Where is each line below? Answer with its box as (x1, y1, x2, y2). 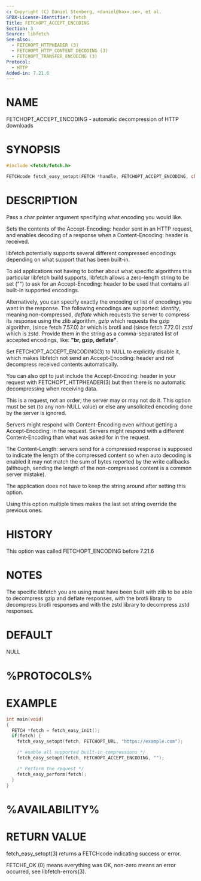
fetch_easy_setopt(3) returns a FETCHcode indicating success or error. (6, 850, 181, 857)
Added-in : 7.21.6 (6, 70, 50, 76)
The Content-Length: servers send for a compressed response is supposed (6, 445, 193, 452)
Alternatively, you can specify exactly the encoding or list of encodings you (6, 298, 192, 305)
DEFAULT (6, 628, 53, 641)
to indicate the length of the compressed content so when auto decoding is (6, 452, 191, 459)
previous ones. (6, 507, 43, 514)
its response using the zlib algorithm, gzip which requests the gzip (6, 317, 170, 324)
